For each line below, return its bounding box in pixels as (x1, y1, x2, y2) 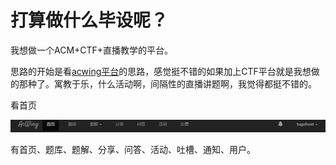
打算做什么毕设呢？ (10, 9, 169, 32)
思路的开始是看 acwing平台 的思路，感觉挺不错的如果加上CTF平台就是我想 (10, 65, 312, 77)
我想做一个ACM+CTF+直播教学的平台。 (10, 44, 174, 56)
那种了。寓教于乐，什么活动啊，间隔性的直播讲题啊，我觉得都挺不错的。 (18, 77, 317, 90)
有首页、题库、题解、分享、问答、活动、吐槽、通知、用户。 (10, 143, 256, 155)
